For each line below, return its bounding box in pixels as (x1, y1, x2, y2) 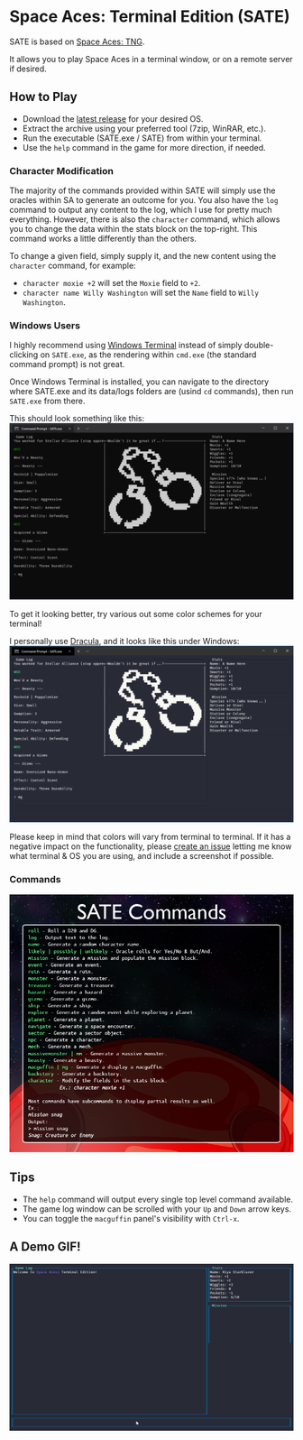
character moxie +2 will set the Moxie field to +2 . (22, 278, 201, 289)
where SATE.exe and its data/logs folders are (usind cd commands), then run (9, 386, 294, 397)
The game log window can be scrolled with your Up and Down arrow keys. (22, 1203, 291, 1214)
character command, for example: (9, 260, 137, 272)
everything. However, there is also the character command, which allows (9, 214, 280, 225)
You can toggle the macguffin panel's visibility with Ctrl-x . (22, 1213, 240, 1223)
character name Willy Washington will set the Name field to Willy (22, 287, 260, 299)
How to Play (9, 89, 78, 105)
